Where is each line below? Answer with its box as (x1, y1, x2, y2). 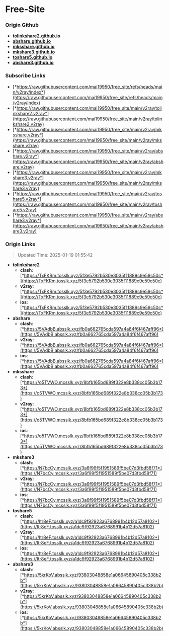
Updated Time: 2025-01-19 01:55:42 (17, 252, 93, 258)
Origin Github (5, 22, 39, 29)
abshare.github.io (12, 38, 51, 44)
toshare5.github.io (12, 54, 53, 60)
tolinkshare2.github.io (12, 33, 60, 39)
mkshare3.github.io (12, 49, 55, 55)
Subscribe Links (5, 72, 46, 79)
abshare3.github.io (12, 59, 54, 66)
